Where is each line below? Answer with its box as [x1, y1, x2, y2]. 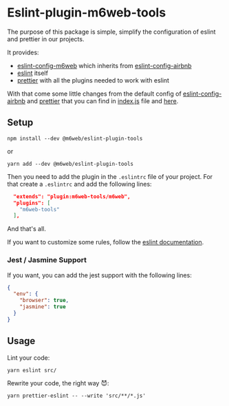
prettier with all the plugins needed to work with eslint [17, 76, 170, 84]
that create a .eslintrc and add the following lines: [7, 180, 153, 188]
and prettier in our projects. [7, 34, 85, 43]
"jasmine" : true [19, 303, 67, 310]
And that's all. [7, 225, 46, 233]
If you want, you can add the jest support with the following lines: [7, 270, 193, 279]
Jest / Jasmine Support [7, 255, 87, 265]
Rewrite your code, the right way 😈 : [7, 378, 109, 387]
